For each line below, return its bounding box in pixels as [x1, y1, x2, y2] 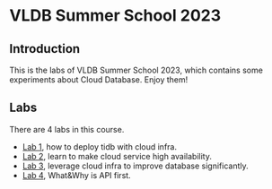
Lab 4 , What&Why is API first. [22, 169, 132, 180]
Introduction [9, 41, 81, 56]
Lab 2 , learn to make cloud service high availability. [22, 150, 213, 161]
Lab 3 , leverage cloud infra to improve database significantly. [22, 160, 249, 171]
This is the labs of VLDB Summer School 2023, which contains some [9, 64, 263, 75]
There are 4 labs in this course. [9, 124, 125, 134]
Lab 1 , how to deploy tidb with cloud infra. [22, 141, 178, 152]
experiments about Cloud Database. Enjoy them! [9, 74, 189, 85]
